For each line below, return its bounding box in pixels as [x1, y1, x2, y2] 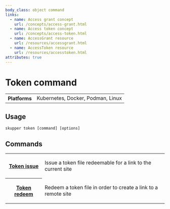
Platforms [8, 95, 32, 102]
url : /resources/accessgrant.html [14, 41, 87, 46]
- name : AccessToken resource [10, 45, 73, 50]
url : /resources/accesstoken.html [14, 50, 87, 55]
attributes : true [5, 54, 42, 60]
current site [45, 165, 72, 172]
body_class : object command [5, 7, 65, 13]
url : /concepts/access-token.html [14, 31, 87, 36]
